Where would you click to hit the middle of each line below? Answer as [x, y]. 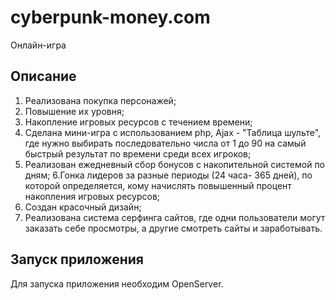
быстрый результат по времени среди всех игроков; [138, 153]
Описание [43, 76]
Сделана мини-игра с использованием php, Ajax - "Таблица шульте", [173, 132]
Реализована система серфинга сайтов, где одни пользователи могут [175, 217]
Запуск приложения [77, 259]
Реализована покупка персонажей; [100, 100]
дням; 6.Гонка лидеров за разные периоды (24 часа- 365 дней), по [168, 175]
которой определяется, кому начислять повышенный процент [158, 185]
